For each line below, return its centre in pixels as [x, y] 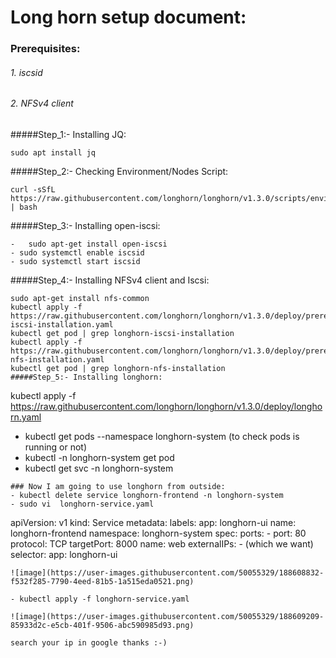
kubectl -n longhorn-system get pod [99, 457]
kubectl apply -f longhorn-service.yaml [104, 599]
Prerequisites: [45, 49]
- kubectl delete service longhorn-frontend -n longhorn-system [147, 495]
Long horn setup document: [128, 17]
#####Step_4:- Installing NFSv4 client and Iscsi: [110, 280]
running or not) [56, 447]
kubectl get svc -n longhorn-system [99, 468]
